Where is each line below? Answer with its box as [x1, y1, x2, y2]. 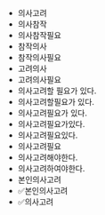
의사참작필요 [17, 30, 62, 40]
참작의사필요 [17, 52, 62, 62]
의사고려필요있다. [17, 130, 78, 140]
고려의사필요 [17, 75, 62, 84]
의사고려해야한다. [17, 152, 78, 163]
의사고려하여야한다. [17, 163, 85, 173]
